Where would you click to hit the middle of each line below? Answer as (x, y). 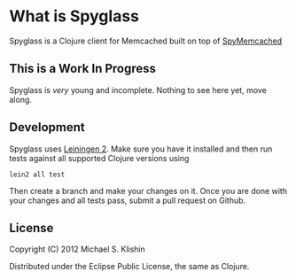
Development (47, 127)
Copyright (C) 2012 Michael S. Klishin (78, 249)
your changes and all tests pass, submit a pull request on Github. (128, 200)
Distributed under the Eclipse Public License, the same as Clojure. (129, 267)
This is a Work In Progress (83, 69)
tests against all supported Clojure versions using (99, 158)
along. (21, 99)
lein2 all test (37, 175)
